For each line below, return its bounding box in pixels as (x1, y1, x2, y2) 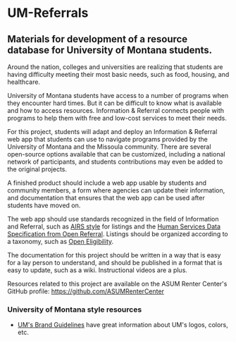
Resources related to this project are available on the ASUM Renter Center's (7, 280, 228, 288)
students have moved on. (7, 201, 81, 209)
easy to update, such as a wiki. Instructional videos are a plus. (7, 266, 188, 274)
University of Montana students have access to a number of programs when (7, 92, 229, 99)
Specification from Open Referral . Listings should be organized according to (7, 230, 228, 238)
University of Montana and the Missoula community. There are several (7, 142, 211, 151)
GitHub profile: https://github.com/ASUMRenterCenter (7, 287, 164, 295)
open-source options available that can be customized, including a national (7, 150, 225, 158)
